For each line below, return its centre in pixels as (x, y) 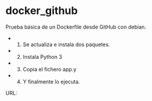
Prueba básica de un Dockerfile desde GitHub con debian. (76, 27)
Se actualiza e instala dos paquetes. (66, 44)
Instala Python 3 (42, 57)
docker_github (42, 11)
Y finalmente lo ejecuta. (51, 81)
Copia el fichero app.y (50, 69)
